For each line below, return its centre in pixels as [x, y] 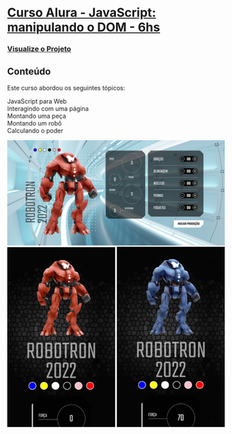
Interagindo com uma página [48, 108]
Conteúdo [29, 71]
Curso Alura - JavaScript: [82, 13]
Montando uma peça [37, 116]
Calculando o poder [35, 130]
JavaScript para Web [37, 101]
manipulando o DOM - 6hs [84, 27]
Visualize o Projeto [39, 49]
